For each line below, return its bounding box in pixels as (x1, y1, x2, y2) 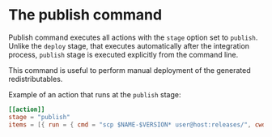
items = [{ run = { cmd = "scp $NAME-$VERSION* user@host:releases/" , (8, 120, 252, 129)
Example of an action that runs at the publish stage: (8, 89, 181, 99)
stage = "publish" (8, 113, 70, 121)
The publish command (8, 6, 163, 24)
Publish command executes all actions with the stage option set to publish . (8, 32, 258, 42)
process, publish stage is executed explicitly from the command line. (8, 49, 239, 59)
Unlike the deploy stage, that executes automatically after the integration (8, 41, 249, 50)
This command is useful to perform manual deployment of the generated (8, 65, 251, 75)
